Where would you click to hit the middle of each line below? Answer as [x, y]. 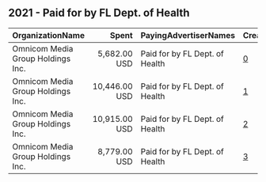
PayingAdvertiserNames [188, 35]
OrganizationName [49, 35]
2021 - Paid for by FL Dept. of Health [99, 13]
